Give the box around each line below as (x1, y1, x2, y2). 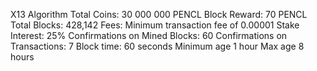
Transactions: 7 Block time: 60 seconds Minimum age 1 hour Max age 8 (10, 40, 305, 52)
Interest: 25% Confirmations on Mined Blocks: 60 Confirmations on (10, 30, 288, 41)
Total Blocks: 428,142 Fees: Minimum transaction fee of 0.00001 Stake (10, 19, 300, 31)
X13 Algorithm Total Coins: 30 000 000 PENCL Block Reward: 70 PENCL (10, 9, 308, 20)
